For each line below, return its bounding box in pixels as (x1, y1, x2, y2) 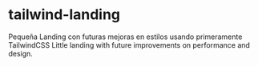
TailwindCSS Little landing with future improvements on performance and (8, 40, 251, 49)
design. (8, 49, 34, 58)
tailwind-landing (8, 6, 121, 24)
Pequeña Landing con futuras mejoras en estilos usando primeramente (8, 32, 243, 41)
